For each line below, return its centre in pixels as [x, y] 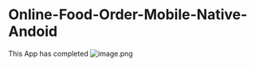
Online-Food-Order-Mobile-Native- [128, 15]
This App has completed [49, 53]
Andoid [33, 31]
